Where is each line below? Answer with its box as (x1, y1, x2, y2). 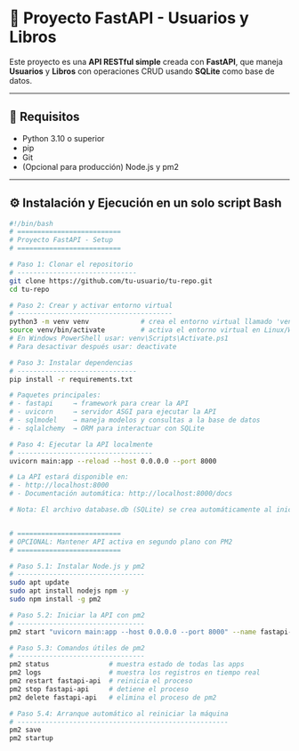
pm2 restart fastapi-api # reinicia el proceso (9, 676, 193, 686)
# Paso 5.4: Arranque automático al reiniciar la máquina (9, 709, 229, 718)
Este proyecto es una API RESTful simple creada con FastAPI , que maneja (9, 56, 283, 67)
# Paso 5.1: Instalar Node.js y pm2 (9, 561, 145, 570)
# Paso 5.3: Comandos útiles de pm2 (9, 643, 145, 652)
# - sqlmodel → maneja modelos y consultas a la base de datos (9, 416, 261, 425)
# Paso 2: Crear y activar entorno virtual (9, 301, 174, 310)
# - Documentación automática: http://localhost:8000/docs (9, 489, 233, 498)
